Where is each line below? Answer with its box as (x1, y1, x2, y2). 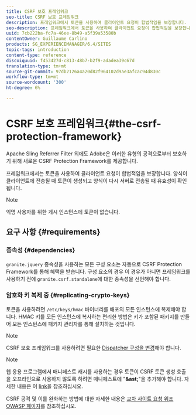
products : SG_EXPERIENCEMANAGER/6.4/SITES (6, 42, 111, 47)
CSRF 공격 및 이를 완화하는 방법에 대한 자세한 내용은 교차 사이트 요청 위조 (6, 395, 174, 402)
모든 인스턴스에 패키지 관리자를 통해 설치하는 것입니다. (12, 320, 136, 327)
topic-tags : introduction (6, 47, 69, 53)
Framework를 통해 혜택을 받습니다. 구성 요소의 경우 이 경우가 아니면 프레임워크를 (6, 268, 191, 275)
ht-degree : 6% (6, 85, 41, 91)
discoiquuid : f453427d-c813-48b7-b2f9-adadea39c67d (6, 57, 135, 63)
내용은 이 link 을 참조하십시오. (16, 382, 83, 390)
